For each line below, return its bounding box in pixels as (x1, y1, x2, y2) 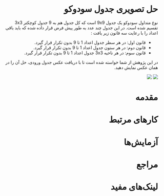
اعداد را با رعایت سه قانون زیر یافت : (91, 30, 158, 36)
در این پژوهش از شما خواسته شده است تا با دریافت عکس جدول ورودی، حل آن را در (5, 59, 158, 65)
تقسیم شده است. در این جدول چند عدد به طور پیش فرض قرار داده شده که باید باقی (5, 24, 158, 30)
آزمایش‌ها (123, 136, 158, 148)
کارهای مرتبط (108, 114, 158, 125)
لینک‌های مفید (110, 181, 158, 192)
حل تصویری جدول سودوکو (64, 3, 158, 15)
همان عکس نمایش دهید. (114, 65, 158, 70)
